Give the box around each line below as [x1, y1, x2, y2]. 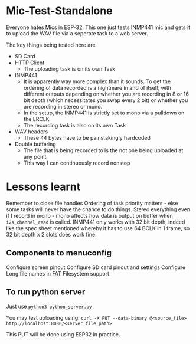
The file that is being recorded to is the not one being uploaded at [23, 146, 184, 154]
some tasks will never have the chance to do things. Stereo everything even [6, 205, 191, 213]
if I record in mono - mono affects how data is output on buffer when [6, 212, 173, 219]
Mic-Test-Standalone [6, 4, 113, 18]
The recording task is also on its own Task [23, 122, 126, 129]
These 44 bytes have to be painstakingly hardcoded [23, 134, 151, 141]
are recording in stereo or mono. [23, 103, 103, 110]
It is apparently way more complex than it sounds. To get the [23, 78, 171, 85]
